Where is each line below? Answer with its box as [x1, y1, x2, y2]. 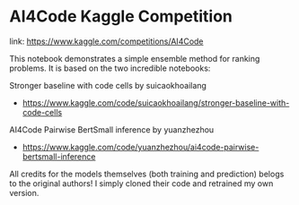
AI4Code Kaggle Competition [9, 6, 233, 27]
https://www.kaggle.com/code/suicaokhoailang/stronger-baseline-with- [22, 97, 290, 108]
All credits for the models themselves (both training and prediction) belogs [9, 168, 285, 179]
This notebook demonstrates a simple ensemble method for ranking [9, 53, 260, 64]
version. [9, 187, 40, 198]
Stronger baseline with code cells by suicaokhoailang [9, 80, 207, 90]
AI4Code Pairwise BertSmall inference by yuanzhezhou [9, 124, 215, 135]
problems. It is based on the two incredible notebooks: [9, 63, 211, 73]
